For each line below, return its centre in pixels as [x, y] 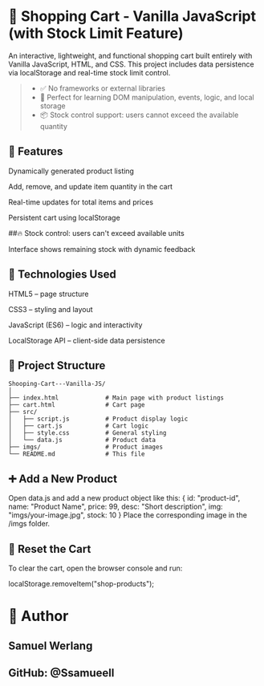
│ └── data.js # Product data [82, 440]
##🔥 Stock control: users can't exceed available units [96, 233]
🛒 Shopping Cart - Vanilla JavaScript [132, 16]
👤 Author [39, 616]
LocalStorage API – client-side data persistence [87, 340]
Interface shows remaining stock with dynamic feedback [102, 249]
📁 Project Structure [57, 365]
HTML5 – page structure [49, 294]
